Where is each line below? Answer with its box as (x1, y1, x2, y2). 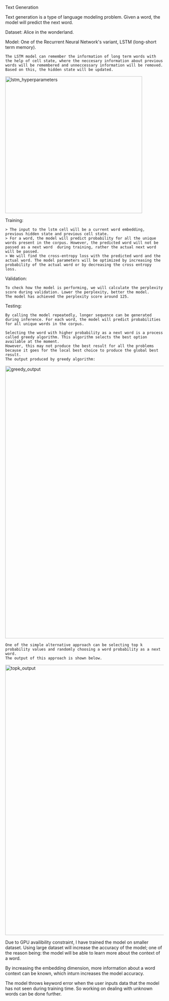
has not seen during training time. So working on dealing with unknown (5, 985, 153, 991)
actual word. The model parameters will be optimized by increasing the (5, 258, 161, 263)
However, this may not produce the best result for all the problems (5, 343, 154, 348)
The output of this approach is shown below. (5, 656, 102, 661)
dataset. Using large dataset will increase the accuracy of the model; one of (5, 945, 162, 951)
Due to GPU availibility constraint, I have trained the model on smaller (5, 939, 149, 945)
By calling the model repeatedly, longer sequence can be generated (5, 313, 152, 318)
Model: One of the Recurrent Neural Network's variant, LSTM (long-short (5, 39, 157, 45)
